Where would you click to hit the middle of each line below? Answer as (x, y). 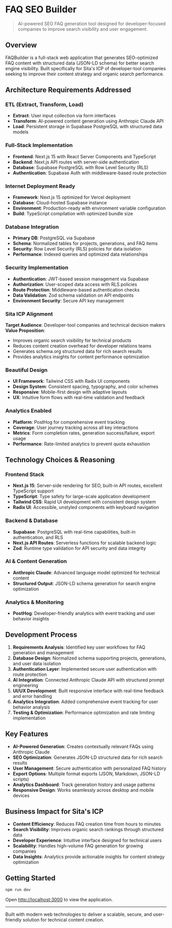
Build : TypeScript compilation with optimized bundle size (73, 214)
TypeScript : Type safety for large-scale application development (81, 497)
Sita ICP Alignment (29, 314)
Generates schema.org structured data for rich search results (77, 351)
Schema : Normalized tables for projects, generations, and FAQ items (85, 243)
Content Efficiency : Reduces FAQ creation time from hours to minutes (87, 824)
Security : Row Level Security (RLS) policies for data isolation (77, 249)
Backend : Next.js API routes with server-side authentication (76, 162)
